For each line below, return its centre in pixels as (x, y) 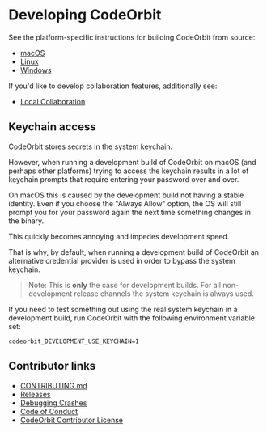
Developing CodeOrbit (85, 15)
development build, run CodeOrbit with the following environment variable (131, 318)
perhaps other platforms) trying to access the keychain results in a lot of (129, 171)
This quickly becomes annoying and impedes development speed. (119, 236)
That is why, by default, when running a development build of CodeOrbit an (134, 252)
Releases (35, 394)
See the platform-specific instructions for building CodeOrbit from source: (132, 37)
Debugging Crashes (53, 403)
